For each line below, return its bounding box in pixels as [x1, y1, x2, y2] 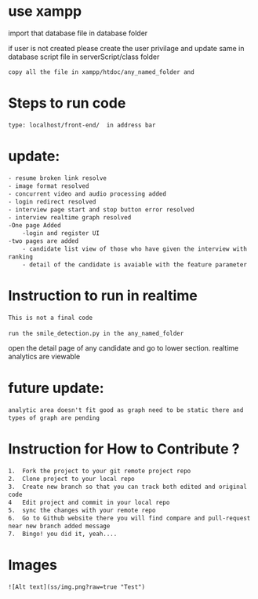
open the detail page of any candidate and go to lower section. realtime [8, 343, 239, 352]
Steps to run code [8, 94, 126, 112]
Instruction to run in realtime [8, 287, 198, 304]
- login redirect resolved [8, 197, 96, 206]
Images [8, 556, 57, 574]
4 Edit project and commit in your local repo [8, 498, 170, 506]
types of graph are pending [8, 413, 100, 422]
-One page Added [8, 221, 61, 230]
